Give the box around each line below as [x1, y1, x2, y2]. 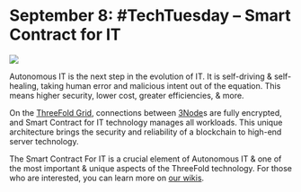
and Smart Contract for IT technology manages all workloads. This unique [9, 117, 283, 127]
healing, [9, 80, 40, 91]
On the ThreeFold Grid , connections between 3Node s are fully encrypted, [9, 107, 283, 118]
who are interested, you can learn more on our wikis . [9, 172, 205, 183]
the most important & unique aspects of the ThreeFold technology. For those [9, 162, 292, 173]
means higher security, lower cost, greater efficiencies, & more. [9, 90, 244, 100]
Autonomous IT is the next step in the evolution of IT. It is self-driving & [9, 71, 272, 82]
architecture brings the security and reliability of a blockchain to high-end [9, 127, 282, 137]
